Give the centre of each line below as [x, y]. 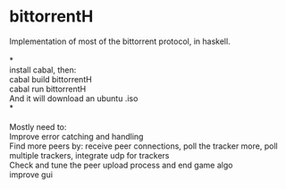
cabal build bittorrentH [50, 79]
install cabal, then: [43, 70]
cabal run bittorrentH [48, 89]
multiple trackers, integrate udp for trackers [89, 155]
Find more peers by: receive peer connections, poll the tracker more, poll [144, 146]
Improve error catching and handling [76, 136]
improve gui [31, 174]
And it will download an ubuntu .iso [74, 98]
